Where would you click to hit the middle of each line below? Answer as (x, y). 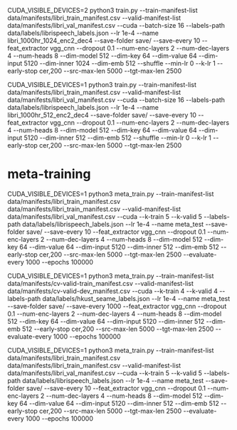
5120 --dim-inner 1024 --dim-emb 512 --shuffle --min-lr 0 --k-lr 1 (120, 63)
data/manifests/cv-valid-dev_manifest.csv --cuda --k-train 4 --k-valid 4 (113, 291)
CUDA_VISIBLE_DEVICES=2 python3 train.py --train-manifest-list (102, 10)
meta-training (49, 174)
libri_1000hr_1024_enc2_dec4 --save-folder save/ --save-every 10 (104, 41)
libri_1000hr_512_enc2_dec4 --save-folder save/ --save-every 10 (102, 115)
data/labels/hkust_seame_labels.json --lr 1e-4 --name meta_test (136, 298)
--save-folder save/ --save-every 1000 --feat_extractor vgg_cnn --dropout (117, 306)
